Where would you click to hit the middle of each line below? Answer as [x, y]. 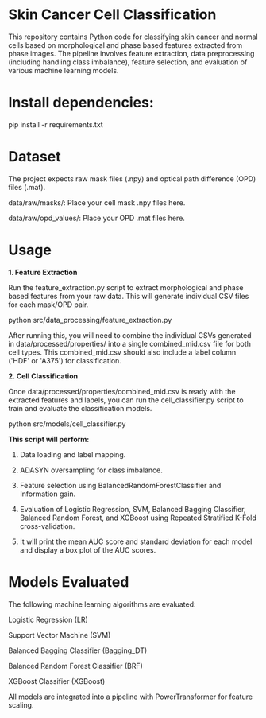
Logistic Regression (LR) [48, 619]
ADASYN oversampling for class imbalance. [91, 470]
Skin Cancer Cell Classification [112, 15]
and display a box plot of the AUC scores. [88, 549]
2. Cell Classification [43, 376]
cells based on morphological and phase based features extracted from [125, 45]
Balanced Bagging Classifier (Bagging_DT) [78, 650]
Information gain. [48, 494]
